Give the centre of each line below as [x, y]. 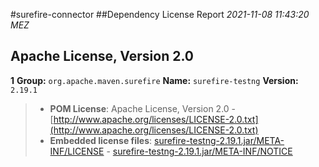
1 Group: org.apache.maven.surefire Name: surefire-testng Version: [154, 80]
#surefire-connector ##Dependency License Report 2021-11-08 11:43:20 [160, 14]
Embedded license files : [101, 140]
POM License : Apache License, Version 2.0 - [143, 108]
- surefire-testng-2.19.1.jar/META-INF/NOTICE [199, 151]
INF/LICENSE [77, 151]
